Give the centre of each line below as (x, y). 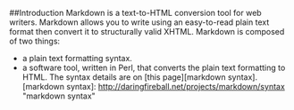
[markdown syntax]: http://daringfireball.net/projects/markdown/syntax (154, 86)
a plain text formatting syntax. (77, 58)
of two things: (35, 41)
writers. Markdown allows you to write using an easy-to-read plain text (139, 22)
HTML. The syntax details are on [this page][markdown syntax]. (140, 77)
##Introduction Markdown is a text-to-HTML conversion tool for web (135, 13)
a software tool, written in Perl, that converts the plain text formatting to (154, 67)
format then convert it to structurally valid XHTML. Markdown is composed (147, 31)
